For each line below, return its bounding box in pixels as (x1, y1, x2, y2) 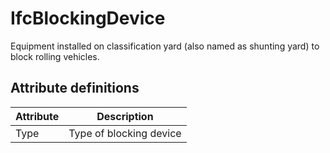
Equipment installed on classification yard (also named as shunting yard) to (10, 40, 320, 52)
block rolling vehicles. (10, 50, 100, 62)
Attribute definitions (10, 80, 140, 97)
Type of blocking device (68, 126, 182, 140)
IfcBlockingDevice (10, 7, 166, 30)
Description (96, 109, 154, 123)
